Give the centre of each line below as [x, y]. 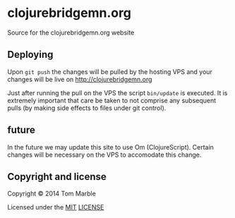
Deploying [30, 55]
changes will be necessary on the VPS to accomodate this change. [104, 155]
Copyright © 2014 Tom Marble [52, 194]
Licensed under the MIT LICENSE [56, 207]
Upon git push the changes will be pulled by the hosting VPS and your [110, 71]
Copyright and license [57, 177]
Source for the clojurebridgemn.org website [71, 32]
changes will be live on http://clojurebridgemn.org [80, 79]
